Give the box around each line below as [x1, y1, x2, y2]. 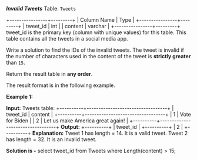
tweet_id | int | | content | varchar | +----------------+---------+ [25, 23, 181, 29]
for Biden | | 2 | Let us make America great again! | [6, 117, 128, 124]
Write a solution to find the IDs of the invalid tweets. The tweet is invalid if [6, 46, 184, 54]
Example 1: [6, 94, 34, 100]
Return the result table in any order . [6, 71, 93, 77]
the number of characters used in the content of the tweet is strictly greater [6, 53, 191, 59]
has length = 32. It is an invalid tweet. [6, 136, 97, 143]
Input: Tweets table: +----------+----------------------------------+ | [6, 105, 174, 111]
